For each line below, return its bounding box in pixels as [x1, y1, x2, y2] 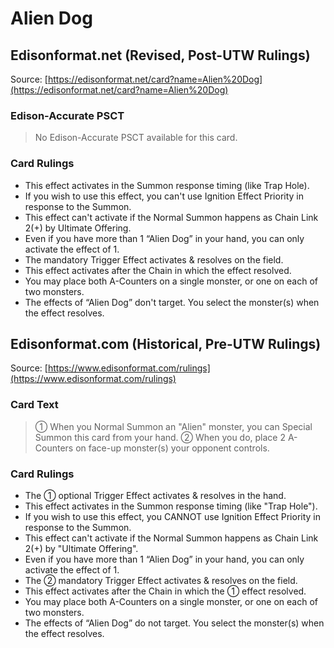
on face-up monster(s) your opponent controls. [75, 442, 270, 454]
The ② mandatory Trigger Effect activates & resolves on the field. [24, 575, 298, 586]
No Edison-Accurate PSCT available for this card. [34, 132, 238, 144]
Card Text [10, 398, 59, 412]
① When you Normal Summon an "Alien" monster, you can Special [34, 420, 313, 432]
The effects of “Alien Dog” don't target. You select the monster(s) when [24, 296, 320, 308]
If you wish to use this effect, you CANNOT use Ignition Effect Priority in [24, 511, 322, 522]
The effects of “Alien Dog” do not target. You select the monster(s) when [24, 617, 325, 629]
